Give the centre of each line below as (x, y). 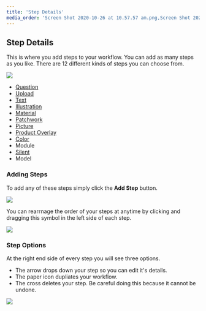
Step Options (26, 245)
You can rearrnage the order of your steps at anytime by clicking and (93, 211)
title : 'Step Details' (35, 12)
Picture (24, 126)
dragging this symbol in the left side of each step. (69, 217)
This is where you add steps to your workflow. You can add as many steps (100, 57)
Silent (22, 152)
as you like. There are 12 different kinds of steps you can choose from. (95, 64)
